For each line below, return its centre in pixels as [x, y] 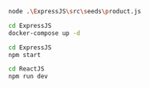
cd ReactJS [26, 69]
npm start [25, 55]
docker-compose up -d [44, 33]
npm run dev [28, 77]
